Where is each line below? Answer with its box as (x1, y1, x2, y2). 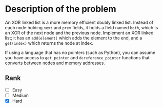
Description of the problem (5, 3, 116, 15)
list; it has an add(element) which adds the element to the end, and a (5, 35, 143, 41)
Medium (12, 92, 29, 98)
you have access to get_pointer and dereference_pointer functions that (5, 54, 150, 60)
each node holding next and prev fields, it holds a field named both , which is (5, 24, 158, 30)
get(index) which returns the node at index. (5, 40, 94, 46)
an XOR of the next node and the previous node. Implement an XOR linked (5, 30, 154, 36)
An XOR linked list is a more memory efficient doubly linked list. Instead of (5, 19, 154, 25)
